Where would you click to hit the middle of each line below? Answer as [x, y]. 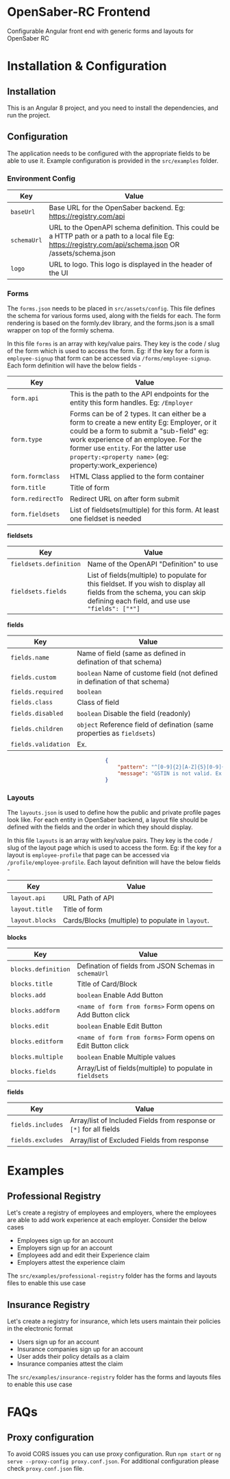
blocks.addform [35, 1011]
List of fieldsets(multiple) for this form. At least [144, 510]
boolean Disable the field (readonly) [134, 714]
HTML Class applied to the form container [137, 477]
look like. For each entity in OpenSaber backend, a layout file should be [107, 820]
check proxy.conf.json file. [46, 1468]
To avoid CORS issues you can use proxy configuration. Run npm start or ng [114, 1454]
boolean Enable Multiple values [126, 1057]
